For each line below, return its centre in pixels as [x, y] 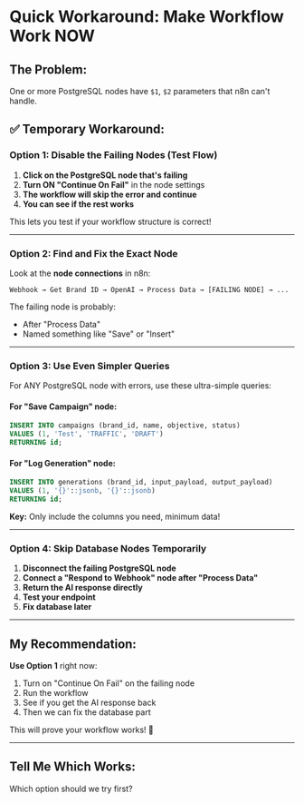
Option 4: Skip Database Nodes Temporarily [108, 548]
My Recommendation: [73, 644]
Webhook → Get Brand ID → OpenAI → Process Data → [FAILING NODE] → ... [149, 289]
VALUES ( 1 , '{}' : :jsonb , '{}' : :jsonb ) [82, 491]
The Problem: [48, 69]
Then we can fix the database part [86, 712]
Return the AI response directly [82, 588]
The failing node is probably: [62, 307]
